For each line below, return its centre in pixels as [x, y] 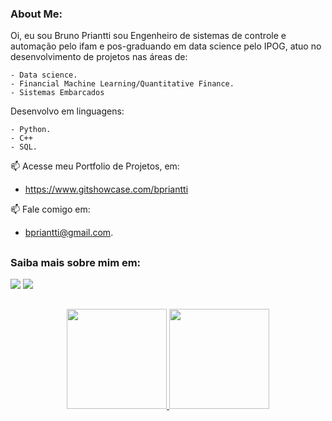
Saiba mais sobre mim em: [76, 262]
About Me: [36, 14]
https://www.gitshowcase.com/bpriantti [106, 189]
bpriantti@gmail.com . [69, 233]
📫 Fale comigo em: [50, 209]
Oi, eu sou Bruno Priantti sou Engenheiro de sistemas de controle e [148, 36]
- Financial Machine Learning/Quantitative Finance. [122, 84]
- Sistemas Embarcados [57, 93]
